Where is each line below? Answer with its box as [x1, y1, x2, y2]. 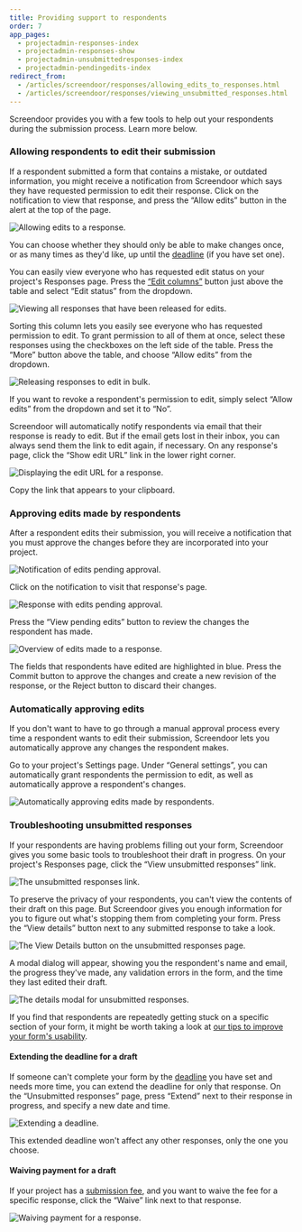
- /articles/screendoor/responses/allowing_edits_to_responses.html [17, 80, 280, 89]
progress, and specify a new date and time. [9, 1099, 171, 1110]
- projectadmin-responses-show [17, 47, 135, 56]
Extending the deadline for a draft [9, 1052, 138, 1062]
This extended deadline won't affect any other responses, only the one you [9, 1135, 288, 1145]
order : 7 [9, 22, 42, 31]
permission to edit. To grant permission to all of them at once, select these [9, 330, 286, 341]
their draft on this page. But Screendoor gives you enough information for [9, 903, 282, 914]
